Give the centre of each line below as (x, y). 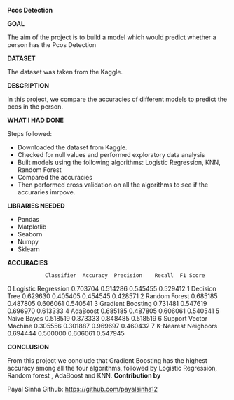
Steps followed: (30, 134)
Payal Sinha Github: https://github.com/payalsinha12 (83, 389)
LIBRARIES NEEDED (36, 206)
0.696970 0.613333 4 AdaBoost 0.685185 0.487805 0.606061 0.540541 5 (113, 311)
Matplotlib (32, 227)
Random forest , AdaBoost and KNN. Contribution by (84, 375)
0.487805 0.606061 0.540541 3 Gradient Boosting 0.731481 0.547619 (107, 304)
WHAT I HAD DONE (36, 120)
